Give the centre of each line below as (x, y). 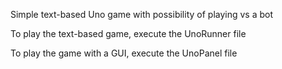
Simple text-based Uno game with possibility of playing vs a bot (142, 14)
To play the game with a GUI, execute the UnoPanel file (124, 53)
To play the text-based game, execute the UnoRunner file (128, 33)
